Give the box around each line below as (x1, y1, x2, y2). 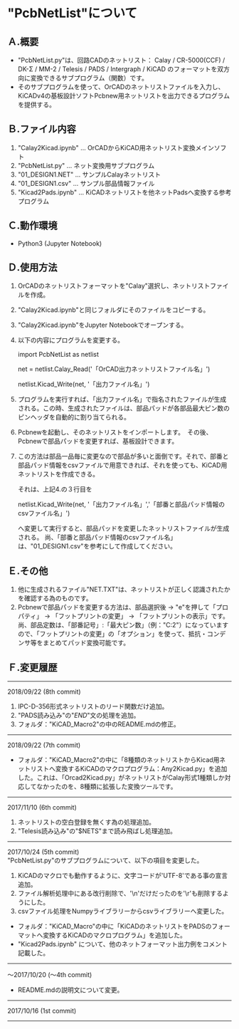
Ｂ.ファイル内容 (7, 123, 77, 135)
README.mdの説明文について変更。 (17, 986, 124, 994)
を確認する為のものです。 (17, 594, 92, 602)
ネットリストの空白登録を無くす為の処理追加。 (17, 818, 155, 827)
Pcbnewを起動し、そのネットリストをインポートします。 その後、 (17, 428, 213, 437)
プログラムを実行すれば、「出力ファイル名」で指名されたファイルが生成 (17, 395, 227, 404)
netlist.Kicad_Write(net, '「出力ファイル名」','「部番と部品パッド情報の (17, 500, 225, 508)
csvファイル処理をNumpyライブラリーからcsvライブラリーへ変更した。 (17, 907, 228, 916)
